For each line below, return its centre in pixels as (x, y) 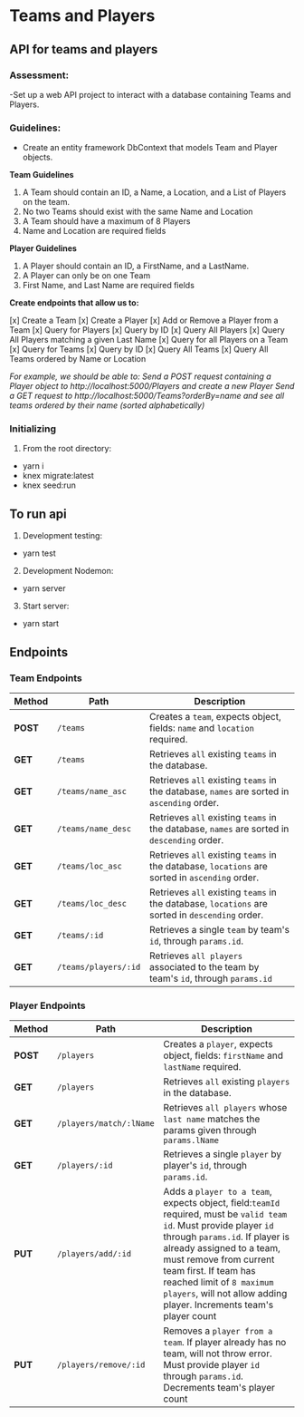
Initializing (33, 429)
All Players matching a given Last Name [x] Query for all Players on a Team (149, 340)
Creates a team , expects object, (215, 716)
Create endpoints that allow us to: (74, 303)
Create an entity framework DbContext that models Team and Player (150, 148)
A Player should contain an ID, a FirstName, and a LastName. (136, 266)
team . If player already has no (225, 1343)
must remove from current (219, 1259)
